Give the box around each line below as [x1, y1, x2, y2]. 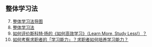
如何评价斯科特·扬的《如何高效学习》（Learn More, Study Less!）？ [12, 31, 147, 36]
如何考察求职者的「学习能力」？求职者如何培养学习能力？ [12, 36, 129, 42]
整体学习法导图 [12, 18, 43, 24]
